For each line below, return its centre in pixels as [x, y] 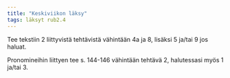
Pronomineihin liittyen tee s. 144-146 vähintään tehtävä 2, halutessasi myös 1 [115, 60]
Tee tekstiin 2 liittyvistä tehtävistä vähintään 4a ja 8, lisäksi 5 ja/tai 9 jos [107, 39]
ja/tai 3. [18, 67]
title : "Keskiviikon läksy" [47, 13]
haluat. [17, 47]
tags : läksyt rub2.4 [37, 20]
